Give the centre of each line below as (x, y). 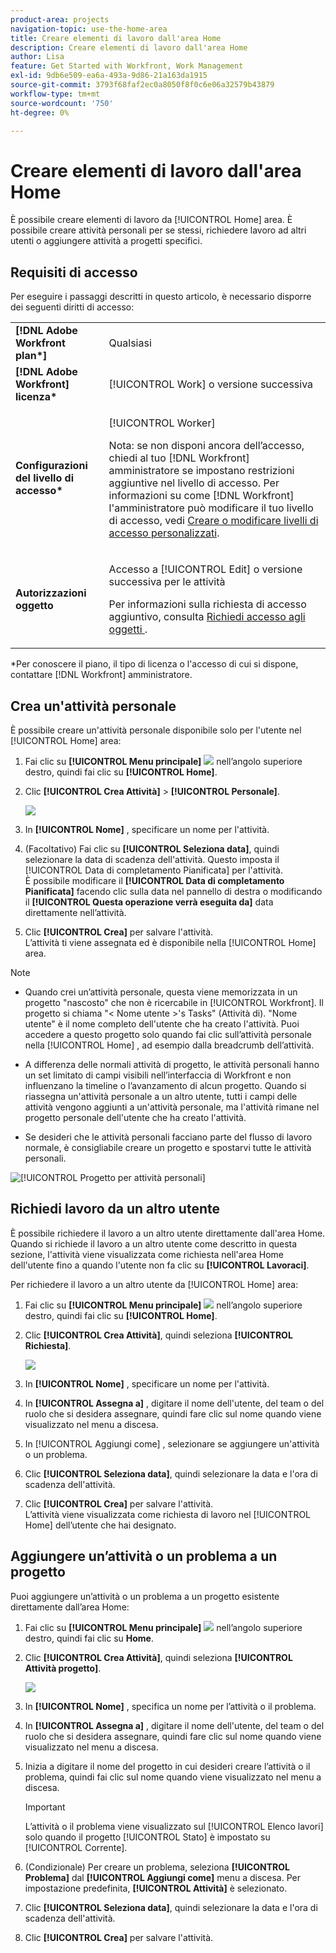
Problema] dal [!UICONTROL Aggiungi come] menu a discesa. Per (162, 1877)
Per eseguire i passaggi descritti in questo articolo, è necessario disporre (161, 297)
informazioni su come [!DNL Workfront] (201, 496)
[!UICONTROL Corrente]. (76, 1847)
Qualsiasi (130, 343)
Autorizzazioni (51, 593)
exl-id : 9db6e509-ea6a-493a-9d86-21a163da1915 (109, 76)
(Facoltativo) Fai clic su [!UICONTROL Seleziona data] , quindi (152, 848)
